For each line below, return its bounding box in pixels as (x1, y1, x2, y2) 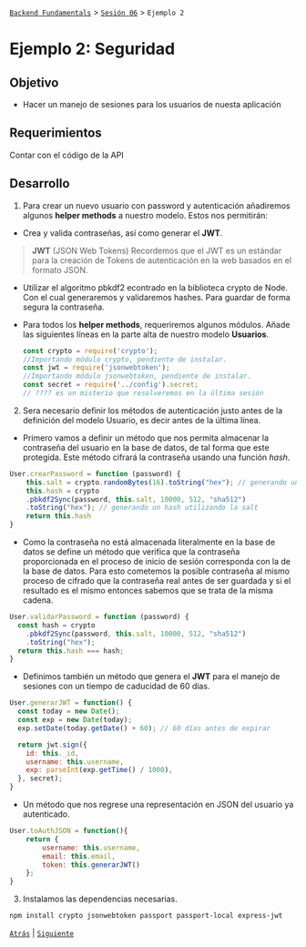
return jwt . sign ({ (17, 740, 88, 749)
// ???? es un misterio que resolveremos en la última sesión (22, 389, 264, 398)
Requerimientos (9, 126, 102, 141)
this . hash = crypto (25, 486, 100, 495)
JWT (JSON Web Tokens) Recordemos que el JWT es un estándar (31, 245, 282, 256)
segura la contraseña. (22, 301, 105, 312)
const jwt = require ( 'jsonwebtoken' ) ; (22, 363, 170, 372)
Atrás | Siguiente (9, 928, 75, 938)
